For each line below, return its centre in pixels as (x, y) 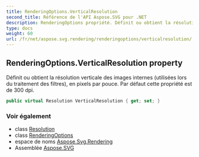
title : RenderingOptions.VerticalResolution (62, 12)
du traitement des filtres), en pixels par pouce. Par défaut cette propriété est (99, 84)
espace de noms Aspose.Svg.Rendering (64, 141)
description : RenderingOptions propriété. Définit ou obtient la (88, 23)
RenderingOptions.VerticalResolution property (94, 63)
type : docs (20, 28)
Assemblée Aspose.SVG (44, 148)
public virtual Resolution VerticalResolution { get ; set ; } (83, 101)
